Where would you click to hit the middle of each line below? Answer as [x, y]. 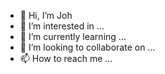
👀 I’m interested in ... [62, 26]
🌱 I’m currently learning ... [73, 36]
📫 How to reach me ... [66, 58]
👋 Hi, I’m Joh [46, 15]
